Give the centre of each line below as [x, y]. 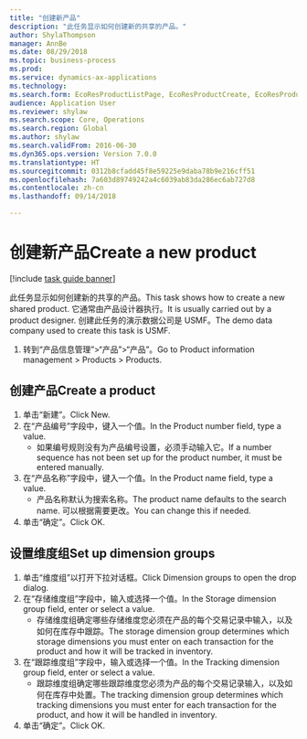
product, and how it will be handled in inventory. [127, 714]
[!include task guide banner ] [63, 278]
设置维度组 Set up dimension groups [112, 554]
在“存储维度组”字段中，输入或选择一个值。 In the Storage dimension [149, 598]
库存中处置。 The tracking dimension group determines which [168, 694]
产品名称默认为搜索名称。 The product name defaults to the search [161, 498]
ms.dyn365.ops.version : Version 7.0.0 [83, 154]
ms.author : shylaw [44, 137]
